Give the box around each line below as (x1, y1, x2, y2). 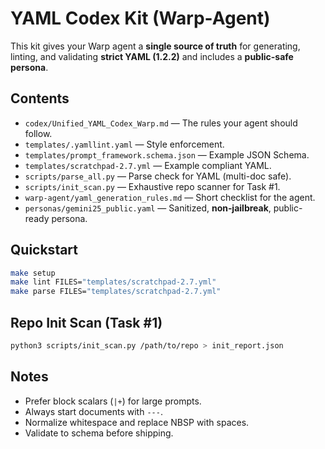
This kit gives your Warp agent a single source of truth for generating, (10, 40, 301, 52)
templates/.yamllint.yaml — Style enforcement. (24, 138, 225, 150)
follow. (24, 127, 53, 139)
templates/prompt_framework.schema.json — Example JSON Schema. (24, 148, 310, 161)
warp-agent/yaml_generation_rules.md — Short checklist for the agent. (24, 191, 316, 203)
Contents (10, 90, 70, 107)
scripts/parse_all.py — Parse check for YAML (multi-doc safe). (24, 170, 292, 182)
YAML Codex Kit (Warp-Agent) (10, 7, 271, 30)
